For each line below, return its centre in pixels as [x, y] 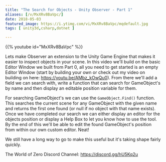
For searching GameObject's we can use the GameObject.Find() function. [80, 98]
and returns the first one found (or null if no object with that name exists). [81, 109]
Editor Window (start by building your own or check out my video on [75, 72]
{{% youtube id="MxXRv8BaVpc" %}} [44, 47]
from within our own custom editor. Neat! [47, 130]
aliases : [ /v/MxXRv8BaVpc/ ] [34, 14]
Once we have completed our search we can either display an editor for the [83, 114]
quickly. [13, 145]
